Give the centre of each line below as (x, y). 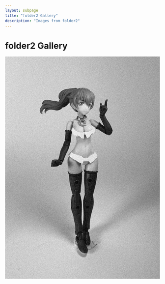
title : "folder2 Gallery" (31, 15)
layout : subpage (22, 10)
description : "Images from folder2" (42, 21)
